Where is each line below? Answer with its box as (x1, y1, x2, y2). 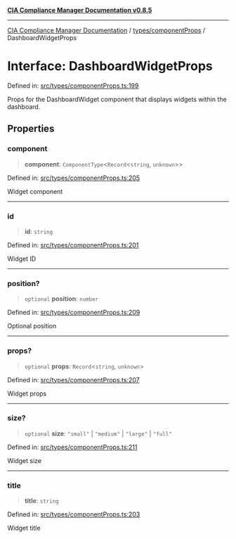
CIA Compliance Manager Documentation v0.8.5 (7, 6, 152, 14)
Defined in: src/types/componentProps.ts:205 (7, 174, 140, 182)
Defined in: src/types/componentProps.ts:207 (7, 375, 140, 384)
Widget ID (7, 254, 37, 263)
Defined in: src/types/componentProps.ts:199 (7, 81, 139, 90)
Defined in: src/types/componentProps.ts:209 (7, 309, 140, 317)
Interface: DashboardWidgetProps (7, 58, 213, 74)
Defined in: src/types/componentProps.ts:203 (7, 510, 140, 519)
